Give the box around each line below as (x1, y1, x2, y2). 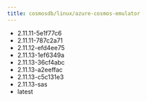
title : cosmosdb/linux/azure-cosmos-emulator (7, 10, 140, 17)
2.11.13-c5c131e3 (17, 73, 64, 81)
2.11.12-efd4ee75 (17, 43, 66, 52)
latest (17, 87, 33, 96)
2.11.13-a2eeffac (17, 65, 63, 74)
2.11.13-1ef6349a (17, 51, 65, 59)
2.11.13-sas (17, 80, 48, 88)
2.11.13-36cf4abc (17, 58, 66, 66)
